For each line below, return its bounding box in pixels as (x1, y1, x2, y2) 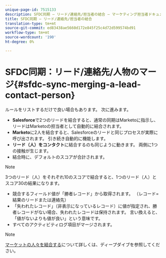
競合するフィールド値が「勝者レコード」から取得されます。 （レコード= (12, 190, 159, 196)
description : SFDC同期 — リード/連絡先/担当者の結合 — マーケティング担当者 (5, 12, 149, 17)
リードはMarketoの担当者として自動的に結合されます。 (12, 123, 124, 129)
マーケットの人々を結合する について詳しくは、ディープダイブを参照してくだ (5, 241, 160, 247)
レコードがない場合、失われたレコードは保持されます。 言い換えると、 (16, 209, 160, 215)
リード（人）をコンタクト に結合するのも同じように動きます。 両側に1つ (12, 142, 158, 147)
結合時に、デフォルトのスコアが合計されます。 (12, 154, 107, 160)
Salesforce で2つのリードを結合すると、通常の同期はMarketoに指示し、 (12, 117, 159, 123)
